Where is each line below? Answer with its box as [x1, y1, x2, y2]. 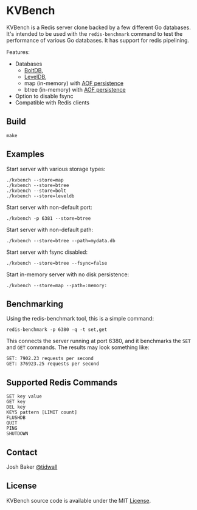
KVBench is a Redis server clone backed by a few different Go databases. [6, 24, 192, 31]
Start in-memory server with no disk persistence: [6, 271, 130, 278]
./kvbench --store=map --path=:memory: [6, 282, 108, 288]
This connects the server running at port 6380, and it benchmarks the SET [6, 338, 191, 345]
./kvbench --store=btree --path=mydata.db [6, 237, 116, 243]
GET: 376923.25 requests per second [6, 361, 99, 367]
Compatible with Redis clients [15, 98, 90, 106]
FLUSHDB [6, 415, 26, 421]
